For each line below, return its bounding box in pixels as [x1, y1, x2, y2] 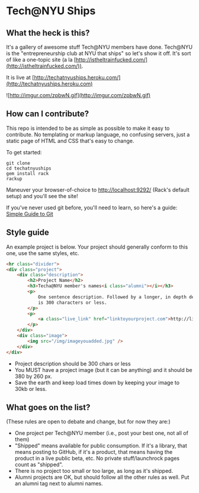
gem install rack [6, 170, 49, 176]
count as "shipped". [14, 461, 63, 468]
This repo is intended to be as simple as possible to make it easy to [6, 125, 170, 132]
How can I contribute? [6, 109, 89, 119]
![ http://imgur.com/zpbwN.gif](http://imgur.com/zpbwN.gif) [6, 92, 151, 98]
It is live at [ [6, 74, 34, 81]
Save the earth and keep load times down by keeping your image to [14, 379, 179, 386]
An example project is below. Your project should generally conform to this [6, 243, 188, 250]
